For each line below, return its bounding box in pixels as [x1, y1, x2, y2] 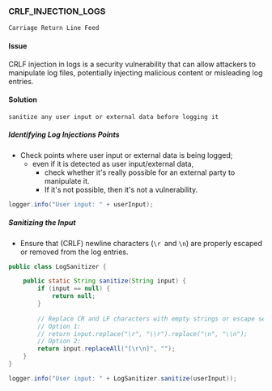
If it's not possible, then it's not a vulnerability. [44, 185, 198, 194]
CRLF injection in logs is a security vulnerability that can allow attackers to [8, 59, 257, 69]
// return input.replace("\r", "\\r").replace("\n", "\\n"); [37, 329, 249, 338]
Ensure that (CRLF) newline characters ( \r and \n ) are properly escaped [19, 238, 263, 248]
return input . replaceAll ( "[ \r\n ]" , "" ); [37, 345, 176, 353]
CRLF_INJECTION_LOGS [8, 6, 106, 17]
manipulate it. [44, 176, 90, 185]
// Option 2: [37, 338, 82, 346]
